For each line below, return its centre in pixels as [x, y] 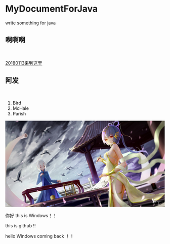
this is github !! [20, 226]
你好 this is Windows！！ [31, 216]
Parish [19, 113]
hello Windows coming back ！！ [40, 236]
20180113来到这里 [24, 63]
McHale [21, 108]
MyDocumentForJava [52, 9]
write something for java [31, 23]
